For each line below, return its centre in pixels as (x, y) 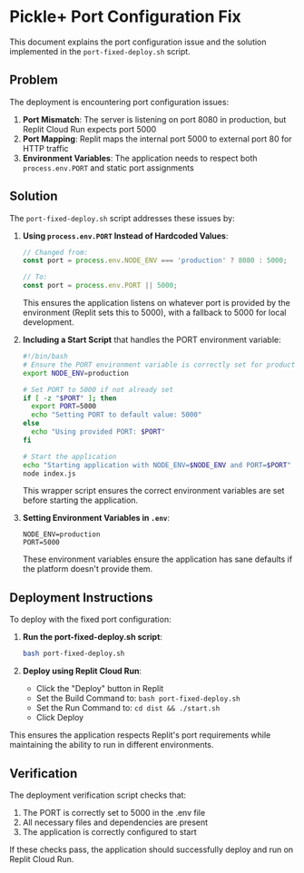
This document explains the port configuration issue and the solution (138, 42)
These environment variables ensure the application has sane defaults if (157, 559)
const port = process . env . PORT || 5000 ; (100, 286)
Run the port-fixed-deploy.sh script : (93, 637)
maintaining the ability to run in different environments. (112, 745)
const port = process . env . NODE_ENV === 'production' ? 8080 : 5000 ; (155, 260)
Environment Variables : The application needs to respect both (140, 158)
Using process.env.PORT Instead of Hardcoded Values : (125, 235)
